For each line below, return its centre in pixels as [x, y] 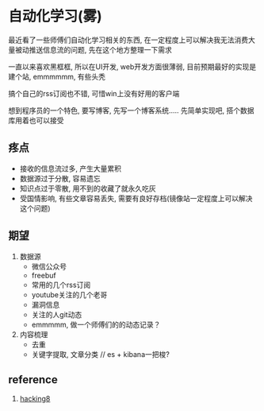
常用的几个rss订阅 [61, 285]
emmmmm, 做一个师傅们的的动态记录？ [96, 324]
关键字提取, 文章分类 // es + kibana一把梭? [101, 354]
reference [33, 380]
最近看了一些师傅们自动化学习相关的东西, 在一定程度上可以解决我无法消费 [128, 40]
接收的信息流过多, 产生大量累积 [70, 169]
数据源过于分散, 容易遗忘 [60, 178]
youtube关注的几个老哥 [69, 294]
